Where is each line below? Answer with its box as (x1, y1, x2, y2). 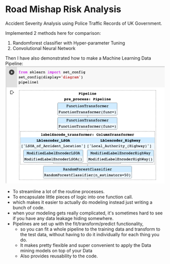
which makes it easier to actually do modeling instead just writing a (12, 199, 153, 205)
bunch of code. (12, 204, 45, 210)
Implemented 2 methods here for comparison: (5, 30, 101, 36)
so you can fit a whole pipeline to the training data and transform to (20, 226, 160, 232)
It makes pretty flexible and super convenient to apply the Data (20, 242, 152, 248)
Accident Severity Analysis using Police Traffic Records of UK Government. (5, 20, 162, 26)
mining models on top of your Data (20, 247, 93, 253)
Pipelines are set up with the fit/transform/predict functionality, (12, 221, 144, 227)
